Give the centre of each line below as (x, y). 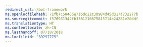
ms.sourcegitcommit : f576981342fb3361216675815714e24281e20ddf (72, 19)
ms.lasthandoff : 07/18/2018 (34, 32)
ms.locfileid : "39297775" (32, 37)
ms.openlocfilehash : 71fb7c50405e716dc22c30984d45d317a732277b (72, 14)
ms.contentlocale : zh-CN (31, 28)
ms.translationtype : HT (30, 23)
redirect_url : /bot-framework (36, 10)
